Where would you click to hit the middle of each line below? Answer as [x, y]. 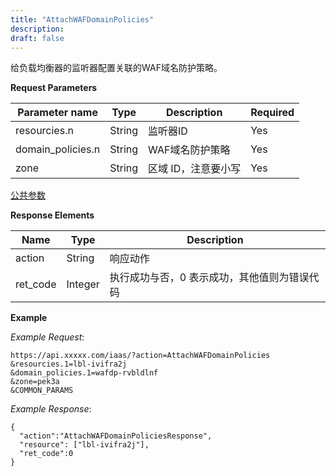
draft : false [37, 38]
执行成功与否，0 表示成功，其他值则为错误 [209, 278]
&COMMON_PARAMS [42, 391]
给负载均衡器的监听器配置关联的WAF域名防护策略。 [116, 68]
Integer [83, 284]
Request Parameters [54, 88]
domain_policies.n [58, 149]
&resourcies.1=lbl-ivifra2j [69, 364]
